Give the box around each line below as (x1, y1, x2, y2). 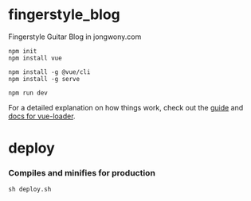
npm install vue (8, 54, 62, 62)
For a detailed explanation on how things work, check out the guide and (8, 102, 244, 112)
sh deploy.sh (8, 185, 52, 194)
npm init (8, 47, 37, 55)
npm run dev (8, 89, 48, 97)
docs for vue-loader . (8, 111, 76, 121)
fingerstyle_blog (8, 6, 121, 24)
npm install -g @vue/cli (8, 68, 91, 76)
